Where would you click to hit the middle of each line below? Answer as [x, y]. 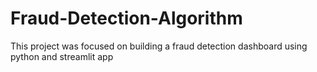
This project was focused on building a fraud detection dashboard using [159, 46]
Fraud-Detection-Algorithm [126, 18]
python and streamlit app [62, 56]
